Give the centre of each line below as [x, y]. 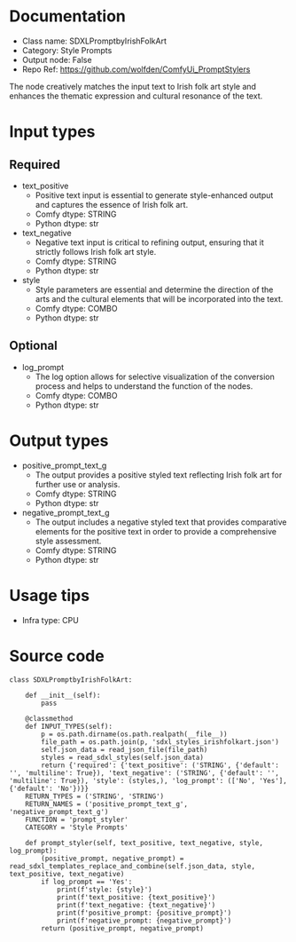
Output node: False [57, 59]
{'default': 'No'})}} [49, 788]
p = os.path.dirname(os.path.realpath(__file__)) [134, 734]
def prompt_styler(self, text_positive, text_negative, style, [144, 843]
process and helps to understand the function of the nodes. [144, 386]
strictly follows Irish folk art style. [96, 251]
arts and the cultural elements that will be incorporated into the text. [159, 298]
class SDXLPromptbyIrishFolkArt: [71, 680]
